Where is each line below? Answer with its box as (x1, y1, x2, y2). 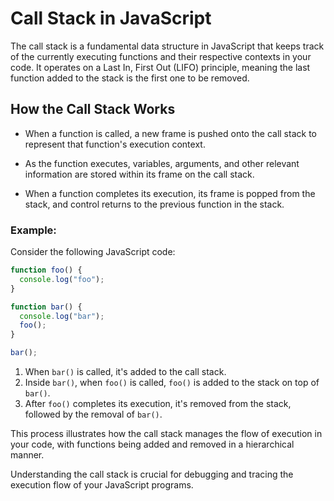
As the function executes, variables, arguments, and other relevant (24, 157, 300, 169)
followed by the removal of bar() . (24, 408, 163, 421)
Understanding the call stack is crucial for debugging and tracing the (10, 468, 294, 481)
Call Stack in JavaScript (10, 7, 212, 30)
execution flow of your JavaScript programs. (10, 479, 194, 491)
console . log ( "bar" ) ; (19, 311, 105, 321)
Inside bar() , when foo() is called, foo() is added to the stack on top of (24, 377, 320, 389)
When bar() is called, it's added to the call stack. (24, 366, 227, 378)
